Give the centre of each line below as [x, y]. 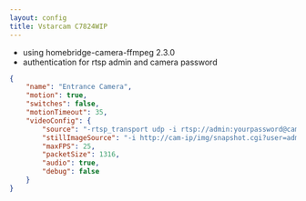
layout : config [38, 18]
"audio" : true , [71, 163]
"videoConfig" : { [59, 121]
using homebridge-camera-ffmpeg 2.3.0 [99, 52]
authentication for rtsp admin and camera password [120, 62]
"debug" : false [71, 172]
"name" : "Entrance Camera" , [79, 87]
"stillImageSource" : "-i [89, 137]
